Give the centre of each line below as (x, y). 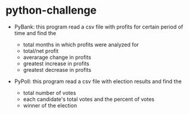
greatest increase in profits (56, 64)
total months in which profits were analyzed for (81, 45)
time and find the (35, 33)
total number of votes (49, 93)
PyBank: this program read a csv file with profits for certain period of (99, 27)
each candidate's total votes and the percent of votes (89, 99)
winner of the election (50, 105)
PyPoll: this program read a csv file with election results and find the (98, 81)
